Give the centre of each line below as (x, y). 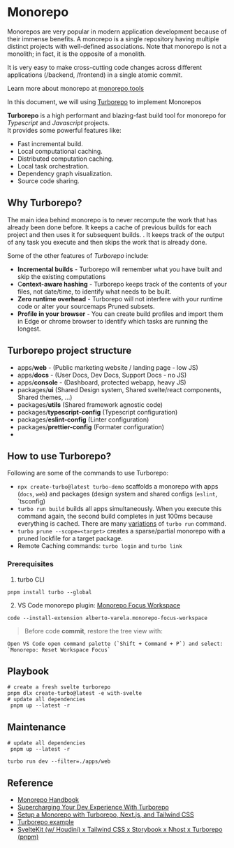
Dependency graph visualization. (65, 173)
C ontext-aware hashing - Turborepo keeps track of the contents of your (122, 284)
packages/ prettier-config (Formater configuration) (91, 426)
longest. (29, 329)
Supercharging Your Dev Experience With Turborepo (93, 807)
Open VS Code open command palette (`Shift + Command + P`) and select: (115, 644)
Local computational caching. (60, 151)
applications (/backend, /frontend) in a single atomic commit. (95, 75)
